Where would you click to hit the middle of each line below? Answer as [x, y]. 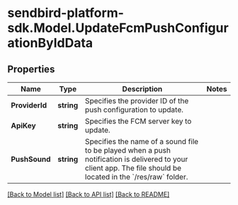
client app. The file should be [133, 168]
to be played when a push [128, 150]
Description [142, 89]
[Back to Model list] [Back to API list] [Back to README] [89, 194]
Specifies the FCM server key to [138, 121]
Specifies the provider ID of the [137, 101]
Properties [31, 69]
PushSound [31, 159]
